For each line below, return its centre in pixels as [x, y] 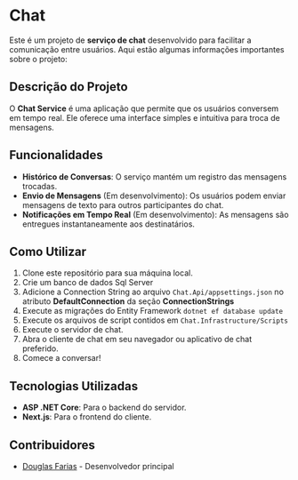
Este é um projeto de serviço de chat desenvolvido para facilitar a [130, 40]
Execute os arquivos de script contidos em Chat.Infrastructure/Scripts [155, 320]
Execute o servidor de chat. [72, 330]
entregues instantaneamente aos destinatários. [109, 224]
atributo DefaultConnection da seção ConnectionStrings [128, 301]
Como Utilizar [48, 251]
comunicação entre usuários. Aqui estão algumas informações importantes [147, 49]
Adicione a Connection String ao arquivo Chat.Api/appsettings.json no [153, 292]
